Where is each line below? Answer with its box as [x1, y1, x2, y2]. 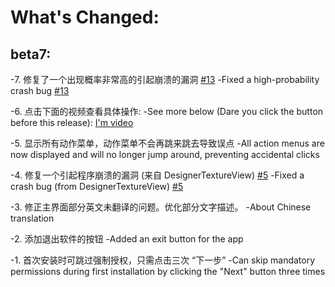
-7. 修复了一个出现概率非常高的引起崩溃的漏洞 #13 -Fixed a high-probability [10, 74, 320, 85]
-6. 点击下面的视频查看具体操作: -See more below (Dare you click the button [10, 106, 324, 117]
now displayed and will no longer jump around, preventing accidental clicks [10, 149, 320, 160]
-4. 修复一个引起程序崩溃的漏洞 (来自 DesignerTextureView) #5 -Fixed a [10, 169, 305, 181]
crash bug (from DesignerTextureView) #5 [10, 181, 184, 192]
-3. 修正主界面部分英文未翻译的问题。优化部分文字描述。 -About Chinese [10, 201, 312, 213]
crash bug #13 [10, 85, 70, 96]
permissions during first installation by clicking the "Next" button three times [10, 266, 326, 277]
